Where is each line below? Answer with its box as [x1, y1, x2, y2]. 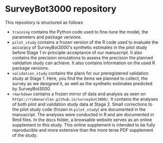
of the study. [12, 132, 38, 138]
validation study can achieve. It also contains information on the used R [12, 60, 155, 66]
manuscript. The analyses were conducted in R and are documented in [12, 111, 154, 117]
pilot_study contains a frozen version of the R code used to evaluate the [12, 39, 159, 45]
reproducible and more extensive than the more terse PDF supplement [12, 127, 153, 133]
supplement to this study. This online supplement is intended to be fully [12, 122, 156, 127]
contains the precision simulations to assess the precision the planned [12, 54, 153, 60]
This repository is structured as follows [5, 19, 84, 25]
